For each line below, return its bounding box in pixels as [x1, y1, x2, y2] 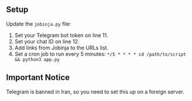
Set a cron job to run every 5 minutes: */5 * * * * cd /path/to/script [14, 50, 186, 58]
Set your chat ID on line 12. [14, 38, 80, 45]
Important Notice [6, 73, 70, 83]
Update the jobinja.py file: [6, 20, 72, 27]
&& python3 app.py [14, 56, 60, 62]
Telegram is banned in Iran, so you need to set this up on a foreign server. [6, 88, 185, 95]
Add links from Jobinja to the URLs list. [14, 44, 109, 51]
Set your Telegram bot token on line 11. [14, 32, 109, 39]
